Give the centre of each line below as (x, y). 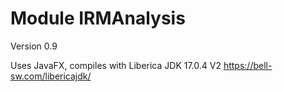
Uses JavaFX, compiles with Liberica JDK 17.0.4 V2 (116, 65)
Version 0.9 (34, 46)
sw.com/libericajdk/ (51, 76)
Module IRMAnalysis (98, 18)
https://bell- (248, 65)
